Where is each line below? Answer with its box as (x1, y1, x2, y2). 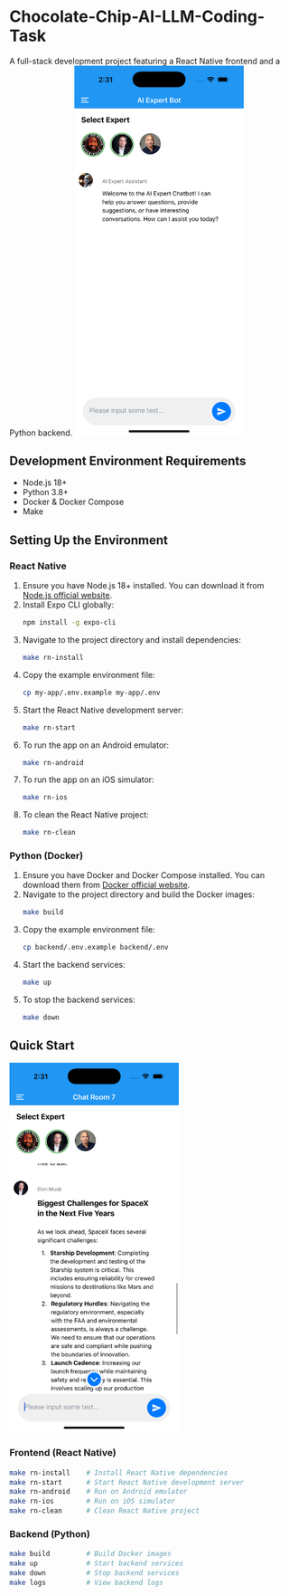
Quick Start (9, 1038, 75, 1054)
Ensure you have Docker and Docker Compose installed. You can (22, 870, 265, 881)
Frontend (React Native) (9, 1447, 117, 1459)
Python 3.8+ (22, 487, 70, 498)
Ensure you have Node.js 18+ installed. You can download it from (22, 580, 265, 591)
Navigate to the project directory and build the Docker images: (22, 889, 256, 900)
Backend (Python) (9, 1527, 90, 1540)
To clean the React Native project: (22, 809, 149, 820)
